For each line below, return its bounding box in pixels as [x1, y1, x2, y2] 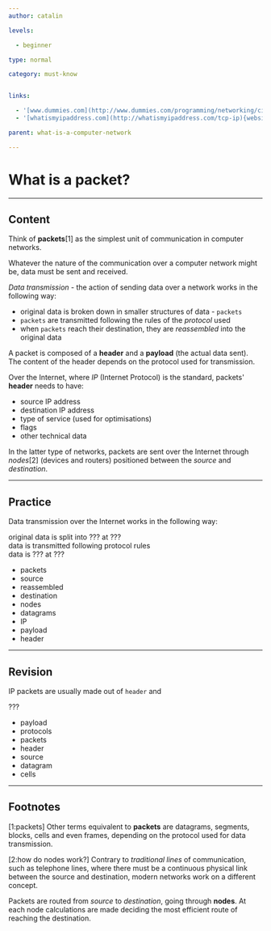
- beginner [15, 41, 52, 49]
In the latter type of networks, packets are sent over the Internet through [8, 446, 249, 457]
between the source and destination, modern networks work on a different [8, 871, 256, 882]
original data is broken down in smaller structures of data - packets [19, 307, 243, 316]
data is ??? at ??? [8, 549, 65, 559]
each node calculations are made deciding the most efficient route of [8, 904, 238, 914]
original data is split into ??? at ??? [8, 532, 122, 542]
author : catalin [8, 11, 63, 20]
